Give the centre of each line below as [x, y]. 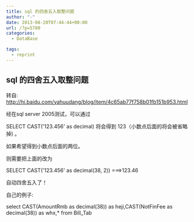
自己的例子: [20, 194]
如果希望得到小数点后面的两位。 [45, 146]
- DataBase [25, 39]
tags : [13, 49]
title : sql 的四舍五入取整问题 [40, 11]
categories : [21, 33]
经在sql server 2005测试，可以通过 [48, 114]
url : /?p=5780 [23, 28]
